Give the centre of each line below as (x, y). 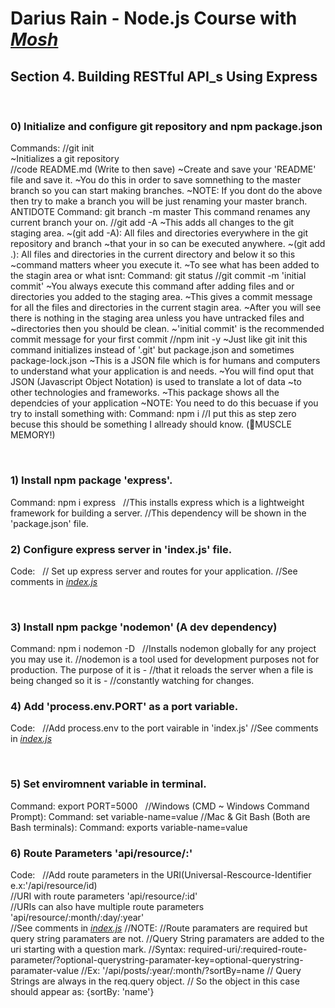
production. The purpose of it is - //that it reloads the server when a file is (162, 670)
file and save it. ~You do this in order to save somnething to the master (156, 180)
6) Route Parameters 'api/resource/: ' (101, 853)
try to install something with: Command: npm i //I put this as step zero (153, 414)
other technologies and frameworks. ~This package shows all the (145, 393)
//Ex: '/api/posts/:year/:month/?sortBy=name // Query (191, 971)
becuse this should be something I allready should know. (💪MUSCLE (151, 424)
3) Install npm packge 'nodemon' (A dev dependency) (144, 627)
